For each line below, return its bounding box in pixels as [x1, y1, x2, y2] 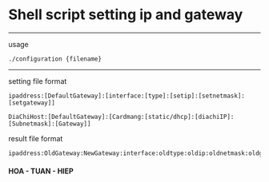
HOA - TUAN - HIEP [8, 166, 74, 176]
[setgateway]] [8, 98, 56, 107]
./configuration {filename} [8, 54, 102, 63]
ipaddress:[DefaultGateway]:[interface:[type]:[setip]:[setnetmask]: [8, 92, 246, 100]
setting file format [8, 76, 67, 85]
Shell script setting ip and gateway [8, 6, 243, 24]
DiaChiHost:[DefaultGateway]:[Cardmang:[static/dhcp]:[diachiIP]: [8, 113, 235, 121]
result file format [8, 133, 63, 143]
